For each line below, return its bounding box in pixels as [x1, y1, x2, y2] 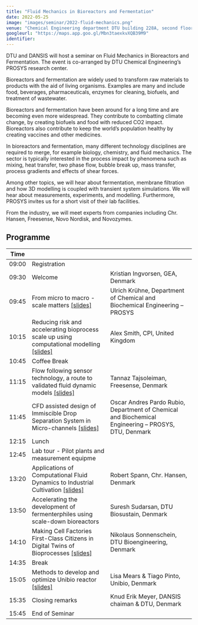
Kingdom [110, 336, 136, 344]
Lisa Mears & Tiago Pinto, [110, 571, 181, 580]
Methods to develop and [31, 568, 99, 576]
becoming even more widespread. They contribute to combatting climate [6, 112, 183, 119]
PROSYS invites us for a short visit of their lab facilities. [6, 198, 140, 205]
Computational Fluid [31, 471, 88, 479]
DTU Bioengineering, [110, 538, 168, 546]
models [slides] [31, 388, 75, 397]
